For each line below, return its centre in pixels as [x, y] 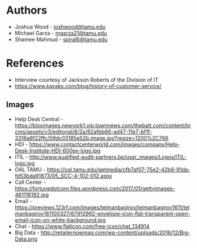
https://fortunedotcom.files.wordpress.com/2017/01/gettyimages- [95, 188]
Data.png [26, 239]
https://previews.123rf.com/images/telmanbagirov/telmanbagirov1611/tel [102, 207]
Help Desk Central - [39, 119]
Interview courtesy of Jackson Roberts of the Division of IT [86, 80]
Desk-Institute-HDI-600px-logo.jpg [57, 150]
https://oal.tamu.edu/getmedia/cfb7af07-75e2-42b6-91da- [119, 169]
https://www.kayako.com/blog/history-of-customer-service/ [88, 86]
